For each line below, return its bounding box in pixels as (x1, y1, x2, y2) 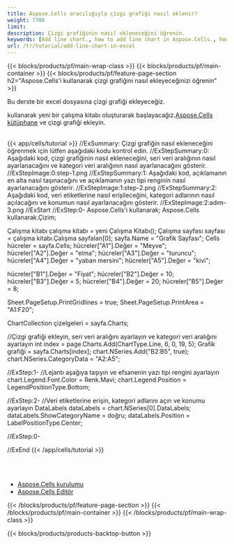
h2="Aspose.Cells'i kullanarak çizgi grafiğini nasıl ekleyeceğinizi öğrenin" (7, 77, 217, 84)
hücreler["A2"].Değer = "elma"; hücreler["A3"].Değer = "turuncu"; (7, 249, 196, 257)
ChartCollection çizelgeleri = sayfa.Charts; (7, 319, 129, 327)
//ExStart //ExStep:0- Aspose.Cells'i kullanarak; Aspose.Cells (25, 206, 200, 214)
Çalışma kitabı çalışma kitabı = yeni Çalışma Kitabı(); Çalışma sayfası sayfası (7, 227, 225, 235)
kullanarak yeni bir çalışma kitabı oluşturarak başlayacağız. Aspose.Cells (7, 111, 213, 119)
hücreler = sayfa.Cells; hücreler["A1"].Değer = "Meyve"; (7, 242, 167, 249)
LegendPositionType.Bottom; (7, 383, 91, 391)
